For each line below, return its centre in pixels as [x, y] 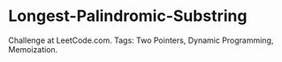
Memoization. [33, 49]
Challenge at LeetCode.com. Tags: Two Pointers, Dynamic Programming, [141, 40]
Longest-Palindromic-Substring [128, 16]
